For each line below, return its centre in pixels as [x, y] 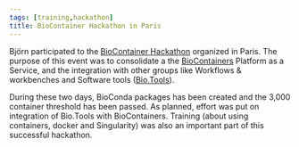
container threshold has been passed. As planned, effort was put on [134, 106]
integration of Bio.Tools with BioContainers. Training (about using [129, 116]
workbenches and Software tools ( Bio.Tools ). [92, 79]
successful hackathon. [51, 135]
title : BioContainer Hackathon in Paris [86, 26]
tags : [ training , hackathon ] [62, 17]
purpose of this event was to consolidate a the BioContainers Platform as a [146, 61]
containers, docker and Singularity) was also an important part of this [137, 125]
